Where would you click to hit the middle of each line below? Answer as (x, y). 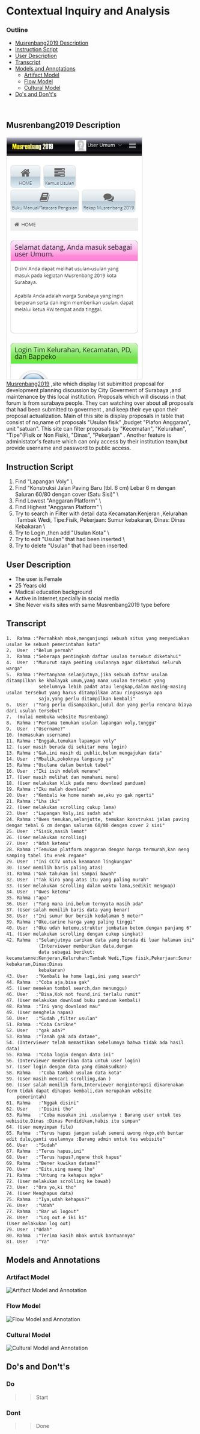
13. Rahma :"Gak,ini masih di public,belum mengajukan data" (84, 753)
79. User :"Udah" (29, 1229)
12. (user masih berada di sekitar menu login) (67, 747)
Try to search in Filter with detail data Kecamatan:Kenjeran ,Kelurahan (101, 513)
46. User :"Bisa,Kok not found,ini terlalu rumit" (74, 994)
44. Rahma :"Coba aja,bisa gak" (48, 982)
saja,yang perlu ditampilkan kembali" (87, 699)
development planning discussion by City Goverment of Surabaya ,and (94, 390)
